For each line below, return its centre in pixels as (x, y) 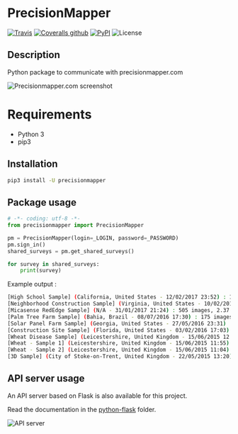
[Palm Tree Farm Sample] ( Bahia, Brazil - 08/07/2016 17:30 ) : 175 (109, 317)
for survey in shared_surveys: (53, 264)
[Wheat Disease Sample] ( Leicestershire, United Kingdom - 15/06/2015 (114, 337)
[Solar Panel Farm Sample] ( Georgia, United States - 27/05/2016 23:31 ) (117, 323)
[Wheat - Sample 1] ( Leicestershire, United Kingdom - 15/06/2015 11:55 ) (119, 343)
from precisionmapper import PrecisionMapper (75, 226)
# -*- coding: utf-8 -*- (44, 219)
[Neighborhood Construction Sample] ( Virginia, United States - (104, 304)
